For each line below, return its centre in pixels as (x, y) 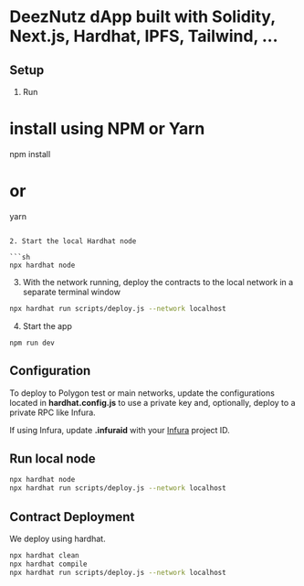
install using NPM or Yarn (107, 129)
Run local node (52, 458)
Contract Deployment (72, 517)
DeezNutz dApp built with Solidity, (142, 17)
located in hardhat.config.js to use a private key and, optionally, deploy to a (152, 402)
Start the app (47, 325)
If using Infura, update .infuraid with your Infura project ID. (120, 430)
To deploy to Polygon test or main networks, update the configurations (142, 393)
